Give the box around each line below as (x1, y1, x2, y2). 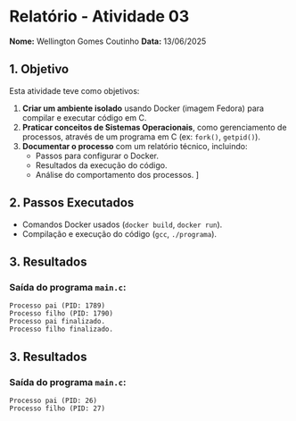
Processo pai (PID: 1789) (9, 301, 105, 310)
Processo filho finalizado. (9, 324, 114, 334)
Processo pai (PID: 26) (9, 396, 98, 405)
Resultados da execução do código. (35, 159, 168, 171)
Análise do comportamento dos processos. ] (35, 169, 199, 180)
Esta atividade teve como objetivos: (9, 85, 140, 96)
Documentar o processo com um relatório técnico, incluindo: (21, 140, 248, 151)
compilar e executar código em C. (21, 112, 147, 122)
